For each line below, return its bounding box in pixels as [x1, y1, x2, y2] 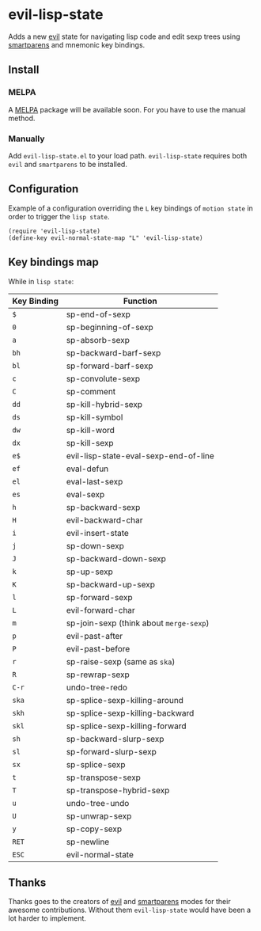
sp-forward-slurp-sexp [66, 746, 157, 757]
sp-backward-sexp [66, 501, 141, 512]
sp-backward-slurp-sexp [66, 733, 165, 744]
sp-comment [66, 386, 116, 397]
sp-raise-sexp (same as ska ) [66, 655, 176, 667]
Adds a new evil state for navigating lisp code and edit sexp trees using [8, 32, 240, 41]
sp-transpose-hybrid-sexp [66, 785, 170, 796]
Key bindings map [8, 256, 99, 269]
